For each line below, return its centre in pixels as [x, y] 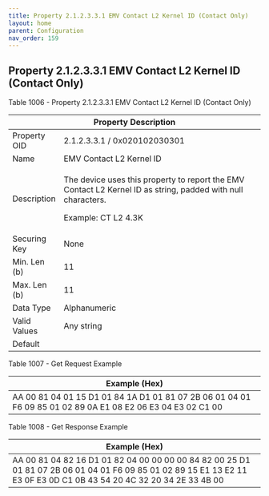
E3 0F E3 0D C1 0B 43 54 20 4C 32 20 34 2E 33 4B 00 [118, 480]
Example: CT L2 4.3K [104, 218]
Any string [83, 326]
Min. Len [29, 262]
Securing [29, 239]
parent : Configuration [46, 30]
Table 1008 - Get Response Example [68, 427]
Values [25, 331]
